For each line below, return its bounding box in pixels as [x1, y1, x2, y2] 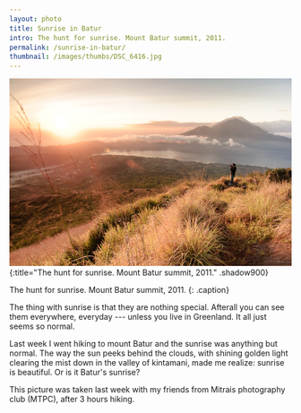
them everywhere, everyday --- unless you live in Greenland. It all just [9, 312, 267, 322]
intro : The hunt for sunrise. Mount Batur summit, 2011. [9, 33, 227, 42]
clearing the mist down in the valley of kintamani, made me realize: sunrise [9, 357, 285, 367]
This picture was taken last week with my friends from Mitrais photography [9, 384, 286, 394]
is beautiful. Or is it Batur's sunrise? [9, 367, 141, 377]
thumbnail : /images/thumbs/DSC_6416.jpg [9, 52, 163, 62]
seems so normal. [9, 321, 75, 331]
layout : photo [9, 14, 63, 23]
